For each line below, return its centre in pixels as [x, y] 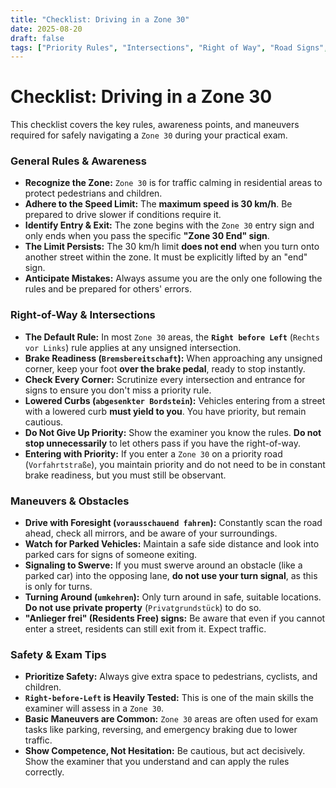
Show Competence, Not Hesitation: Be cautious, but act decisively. [165, 751]
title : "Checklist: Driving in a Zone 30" [100, 19]
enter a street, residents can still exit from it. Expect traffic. [145, 629]
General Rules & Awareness [78, 161]
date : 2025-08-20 [46, 29]
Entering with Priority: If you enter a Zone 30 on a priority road [153, 453]
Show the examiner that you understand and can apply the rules [157, 762]
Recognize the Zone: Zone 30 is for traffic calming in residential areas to [173, 183]
